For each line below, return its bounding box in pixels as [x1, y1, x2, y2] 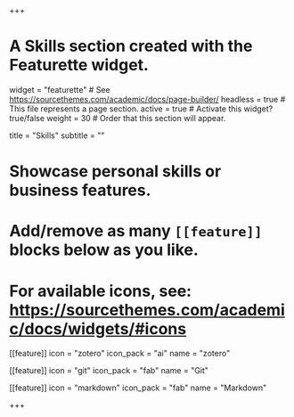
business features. [9, 180, 151, 200]
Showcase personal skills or [9, 161, 222, 182]
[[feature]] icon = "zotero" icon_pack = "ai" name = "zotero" [9, 348, 231, 359]
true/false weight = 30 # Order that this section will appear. [9, 112, 226, 123]
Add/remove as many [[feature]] [9, 221, 263, 241]
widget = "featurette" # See [9, 84, 110, 94]
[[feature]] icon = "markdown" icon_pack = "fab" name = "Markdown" [9, 382, 267, 393]
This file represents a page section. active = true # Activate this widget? [9, 103, 274, 114]
